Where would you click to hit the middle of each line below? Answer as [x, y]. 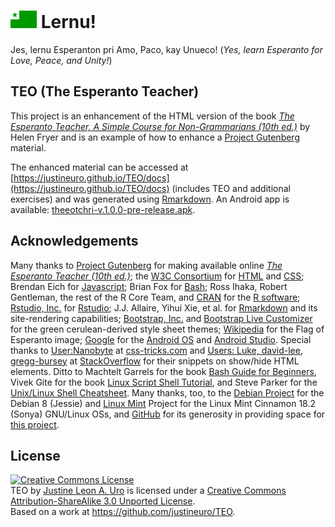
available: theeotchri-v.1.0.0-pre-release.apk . [103, 209]
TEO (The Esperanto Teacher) [105, 91]
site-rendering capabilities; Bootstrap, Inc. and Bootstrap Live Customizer [161, 318]
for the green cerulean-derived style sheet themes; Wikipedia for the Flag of [167, 329]
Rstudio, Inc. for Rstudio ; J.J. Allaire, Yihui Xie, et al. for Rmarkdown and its [164, 307]
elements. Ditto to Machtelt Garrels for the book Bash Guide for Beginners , [163, 371]
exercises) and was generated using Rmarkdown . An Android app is [150, 199]
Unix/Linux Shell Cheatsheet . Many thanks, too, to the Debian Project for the [167, 392]
